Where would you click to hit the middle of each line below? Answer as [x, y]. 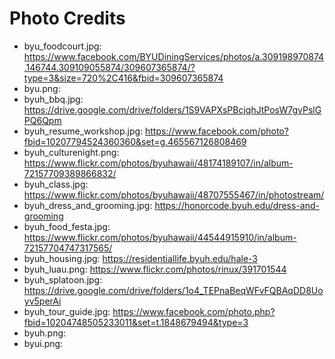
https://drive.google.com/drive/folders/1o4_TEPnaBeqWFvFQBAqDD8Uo [173, 290]
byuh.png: [45, 333]
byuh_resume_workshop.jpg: [83, 131]
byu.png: [42, 88]
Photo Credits [67, 18]
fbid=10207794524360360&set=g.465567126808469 [135, 141]
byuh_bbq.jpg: [53, 99]
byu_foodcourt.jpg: [62, 46]
